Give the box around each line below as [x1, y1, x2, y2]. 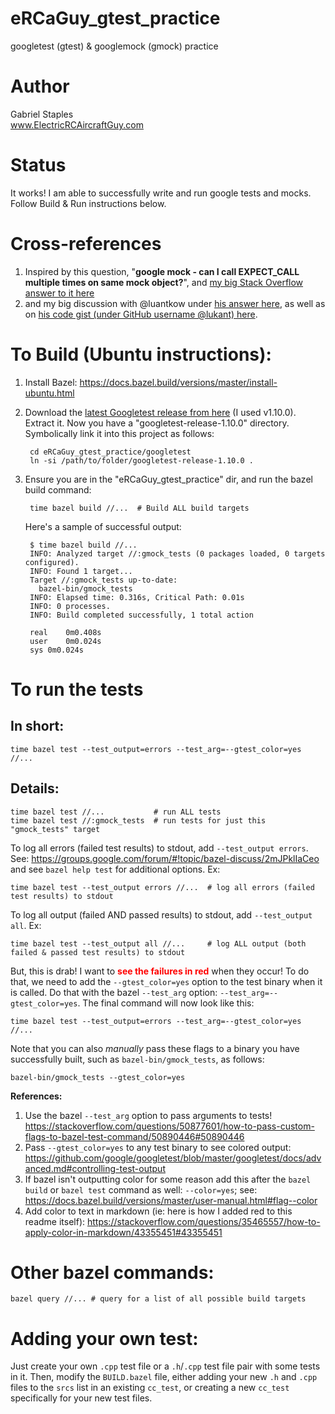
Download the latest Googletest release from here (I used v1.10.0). [24, 406, 297, 418]
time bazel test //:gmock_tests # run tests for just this [10, 815, 267, 826]
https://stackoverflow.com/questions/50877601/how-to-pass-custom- [24, 1120, 315, 1132]
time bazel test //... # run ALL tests [10, 807, 222, 817]
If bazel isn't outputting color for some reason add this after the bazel [24, 1173, 312, 1185]
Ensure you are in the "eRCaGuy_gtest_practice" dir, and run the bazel [24, 473, 313, 485]
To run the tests [10, 678, 144, 701]
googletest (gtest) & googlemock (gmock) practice [10, 40, 219, 52]
